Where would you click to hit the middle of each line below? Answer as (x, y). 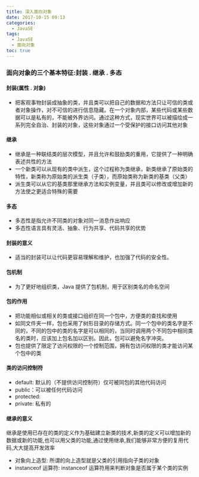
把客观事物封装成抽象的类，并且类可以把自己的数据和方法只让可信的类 (101, 102)
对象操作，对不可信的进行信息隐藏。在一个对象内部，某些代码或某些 (104, 110)
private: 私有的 (33, 403)
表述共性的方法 (33, 161)
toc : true (19, 51)
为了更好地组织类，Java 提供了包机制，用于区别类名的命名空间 (92, 286)
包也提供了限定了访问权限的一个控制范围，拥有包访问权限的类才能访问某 (104, 345)
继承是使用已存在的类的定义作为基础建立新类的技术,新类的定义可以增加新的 (99, 433)
